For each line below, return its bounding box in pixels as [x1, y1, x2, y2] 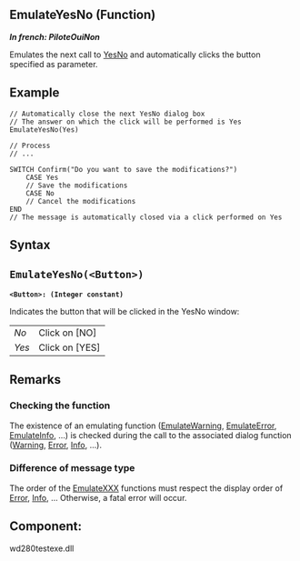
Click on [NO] [38, 326, 97, 339]
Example [9, 85, 60, 101]
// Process [9, 141, 51, 150]
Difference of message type [9, 462, 135, 475]
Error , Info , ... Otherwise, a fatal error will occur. [9, 492, 187, 503]
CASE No [25, 188, 55, 198]
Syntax [9, 237, 51, 253]
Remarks [9, 372, 62, 387]
